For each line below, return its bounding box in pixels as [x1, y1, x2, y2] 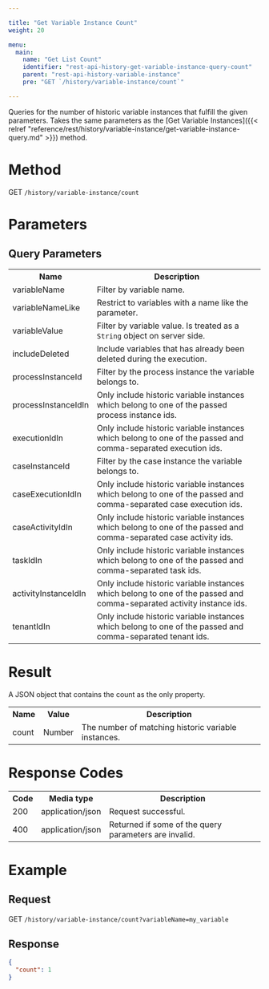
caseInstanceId [12, 460, 70, 472]
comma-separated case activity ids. [96, 531, 234, 542]
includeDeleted [12, 348, 70, 359]
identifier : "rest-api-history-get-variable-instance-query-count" [22, 63, 252, 71]
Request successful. [109, 805, 186, 817]
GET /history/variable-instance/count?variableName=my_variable [8, 914, 229, 923]
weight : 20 [8, 26, 45, 34]
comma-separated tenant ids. [96, 630, 210, 642]
